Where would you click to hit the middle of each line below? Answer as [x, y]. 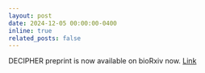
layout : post [30, 16]
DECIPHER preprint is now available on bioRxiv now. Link [102, 61]
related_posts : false [45, 38]
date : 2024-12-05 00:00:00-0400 [63, 23]
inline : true [30, 30]
